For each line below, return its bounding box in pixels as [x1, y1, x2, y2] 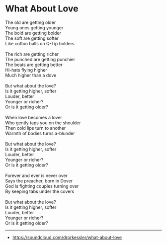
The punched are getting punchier [5, 56, 76, 62]
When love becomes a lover [5, 114, 62, 120]
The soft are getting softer [5, 35, 59, 41]
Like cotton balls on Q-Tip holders [5, 40, 75, 46]
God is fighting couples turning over [5, 183, 79, 189]
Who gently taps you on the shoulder [5, 120, 81, 126]
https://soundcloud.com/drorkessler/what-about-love [12, 234, 122, 240]
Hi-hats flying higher [5, 67, 47, 73]
